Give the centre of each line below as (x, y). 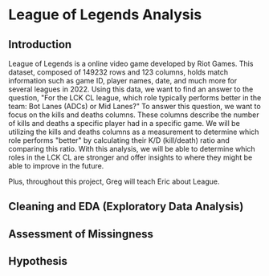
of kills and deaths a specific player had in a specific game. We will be (124, 123)
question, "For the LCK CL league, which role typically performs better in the (135, 97)
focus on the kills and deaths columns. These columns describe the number (134, 115)
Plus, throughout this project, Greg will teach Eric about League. (114, 181)
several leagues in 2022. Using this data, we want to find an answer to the (131, 89)
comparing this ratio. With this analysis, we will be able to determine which (132, 149)
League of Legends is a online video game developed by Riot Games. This (131, 63)
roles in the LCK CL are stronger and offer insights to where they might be (130, 157)
